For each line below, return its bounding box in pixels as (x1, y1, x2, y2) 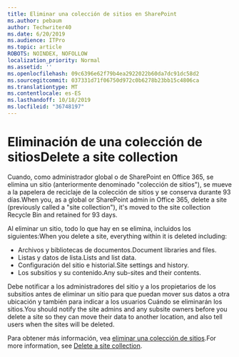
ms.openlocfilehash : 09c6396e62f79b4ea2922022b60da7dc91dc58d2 (7, 70, 200, 77)
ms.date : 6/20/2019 (7, 30, 66, 38)
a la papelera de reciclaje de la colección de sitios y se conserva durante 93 (7, 187, 231, 196)
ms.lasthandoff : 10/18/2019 (7, 97, 91, 104)
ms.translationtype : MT (7, 83, 78, 90)
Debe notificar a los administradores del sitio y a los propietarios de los (7, 282, 216, 291)
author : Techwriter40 (7, 24, 72, 31)
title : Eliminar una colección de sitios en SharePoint (7, 10, 177, 18)
